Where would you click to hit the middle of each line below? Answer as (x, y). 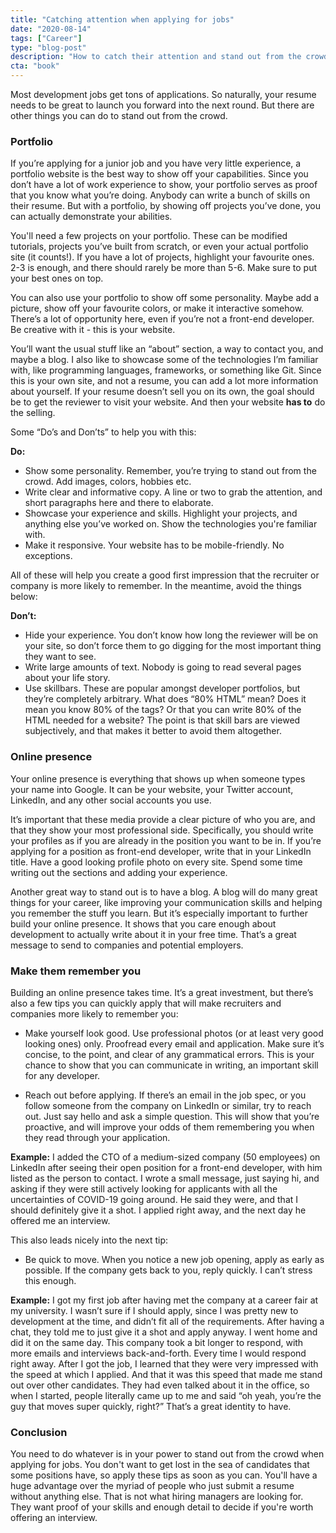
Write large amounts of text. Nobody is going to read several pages (163, 667)
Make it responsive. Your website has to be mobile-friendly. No (154, 545)
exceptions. (48, 556)
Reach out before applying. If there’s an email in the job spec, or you (165, 1095)
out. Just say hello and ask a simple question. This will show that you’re (172, 1116)
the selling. (33, 413)
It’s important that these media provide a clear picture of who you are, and (163, 819)
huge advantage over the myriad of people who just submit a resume (152, 1486)
